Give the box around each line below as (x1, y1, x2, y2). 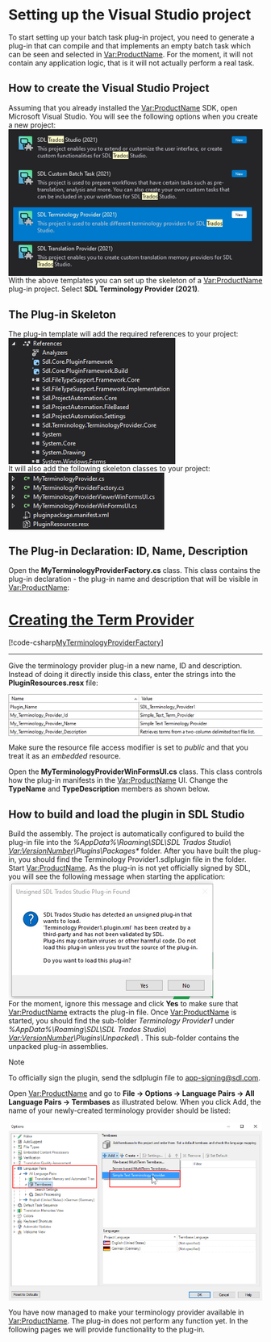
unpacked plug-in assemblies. (8, 1042, 109, 1051)
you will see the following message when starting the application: (8, 872, 226, 881)
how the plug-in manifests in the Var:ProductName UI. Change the (8, 776, 228, 785)
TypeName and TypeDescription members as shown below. (8, 784, 211, 794)
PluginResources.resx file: (8, 678, 98, 688)
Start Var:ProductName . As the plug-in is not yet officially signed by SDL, (8, 863, 252, 873)
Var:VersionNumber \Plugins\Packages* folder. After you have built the (8, 846, 242, 856)
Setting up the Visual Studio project (8, 6, 252, 24)
